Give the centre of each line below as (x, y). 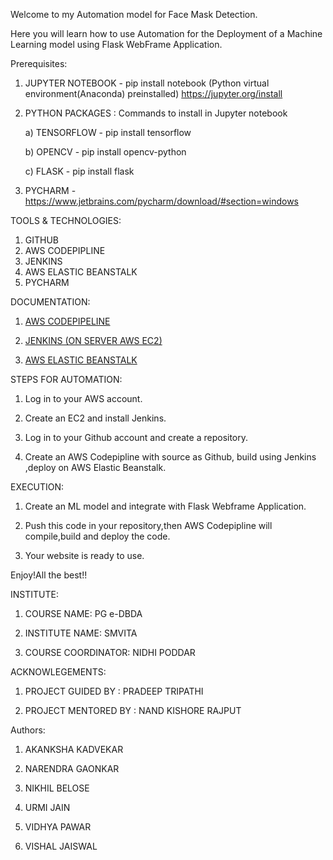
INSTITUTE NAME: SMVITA (81, 633)
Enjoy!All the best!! (49, 575)
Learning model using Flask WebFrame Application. (116, 44)
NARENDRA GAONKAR (72, 768)
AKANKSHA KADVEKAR (74, 749)
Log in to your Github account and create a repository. (136, 437)
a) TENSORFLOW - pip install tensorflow (108, 132)
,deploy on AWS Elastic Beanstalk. (95, 467)
